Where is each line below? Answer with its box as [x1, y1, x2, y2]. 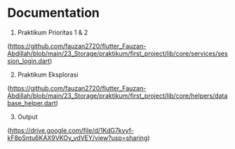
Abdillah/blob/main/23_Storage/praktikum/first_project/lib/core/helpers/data [7, 91, 228, 100]
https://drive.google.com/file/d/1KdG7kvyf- [9, 126, 135, 134]
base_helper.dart [7, 98, 56, 107]
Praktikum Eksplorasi [17, 70, 79, 79]
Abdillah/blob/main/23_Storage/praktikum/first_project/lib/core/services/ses [7, 49, 228, 58]
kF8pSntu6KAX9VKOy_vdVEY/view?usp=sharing [7, 134, 148, 142]
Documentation [7, 5, 100, 21]
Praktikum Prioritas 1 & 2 [17, 28, 88, 37]
